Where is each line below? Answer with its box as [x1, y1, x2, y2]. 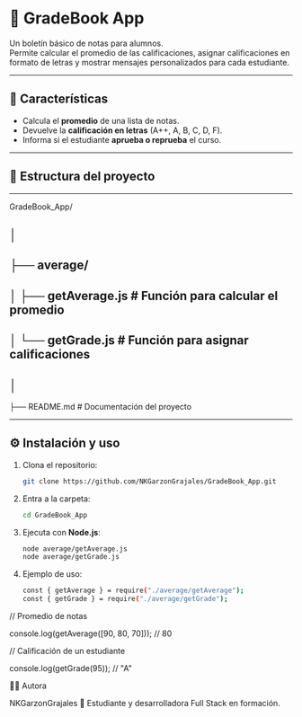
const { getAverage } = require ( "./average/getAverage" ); [22, 586, 244, 596]
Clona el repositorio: [22, 459, 98, 470]
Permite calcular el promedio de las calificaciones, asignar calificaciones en [9, 47, 290, 58]
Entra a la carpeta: [22, 493, 91, 504]
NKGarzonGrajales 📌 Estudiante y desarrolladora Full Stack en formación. [9, 698, 280, 708]
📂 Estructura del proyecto [9, 169, 155, 184]
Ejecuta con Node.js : [22, 527, 101, 537]
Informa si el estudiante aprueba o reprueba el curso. [22, 134, 222, 145]
